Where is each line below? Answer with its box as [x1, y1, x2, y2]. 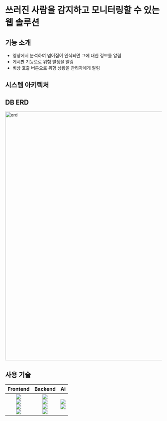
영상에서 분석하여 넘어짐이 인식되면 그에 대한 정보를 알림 [12, 53, 122, 58]
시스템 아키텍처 [5, 81, 49, 90]
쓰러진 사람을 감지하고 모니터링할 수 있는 [5, 4, 160, 16]
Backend [34, 386, 56, 393]
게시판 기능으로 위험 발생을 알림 [12, 59, 74, 65]
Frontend [7, 386, 30, 393]
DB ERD [5, 98, 29, 106]
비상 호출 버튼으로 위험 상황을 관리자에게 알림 [12, 65, 100, 71]
